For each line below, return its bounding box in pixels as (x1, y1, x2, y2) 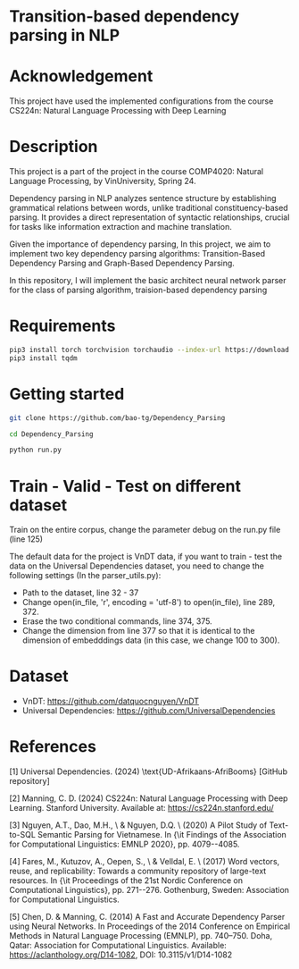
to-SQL (9, 830, 36, 840)
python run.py (9, 445, 62, 455)
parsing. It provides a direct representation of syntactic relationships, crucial (9, 212, 290, 223)
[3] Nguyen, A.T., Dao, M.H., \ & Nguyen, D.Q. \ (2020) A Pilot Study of (9, 820, 268, 830)
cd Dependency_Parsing (9, 429, 94, 439)
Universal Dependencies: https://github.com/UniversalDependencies (21, 705, 276, 716)
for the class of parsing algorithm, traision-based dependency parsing (9, 284, 268, 296)
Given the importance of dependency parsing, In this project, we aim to (9, 239, 271, 249)
